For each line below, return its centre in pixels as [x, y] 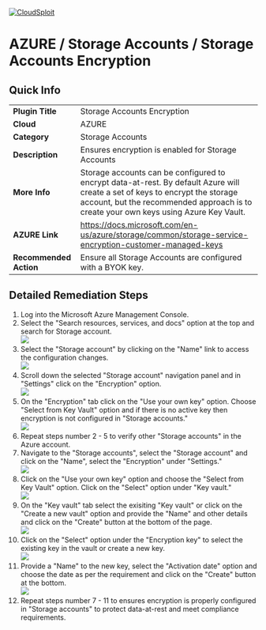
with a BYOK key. [112, 267]
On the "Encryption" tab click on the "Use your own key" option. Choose [138, 401]
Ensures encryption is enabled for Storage [158, 150]
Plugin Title [35, 111]
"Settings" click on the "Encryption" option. [91, 383]
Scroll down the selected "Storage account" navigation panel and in [131, 375]
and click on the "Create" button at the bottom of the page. [116, 522]
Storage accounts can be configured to [153, 172]
